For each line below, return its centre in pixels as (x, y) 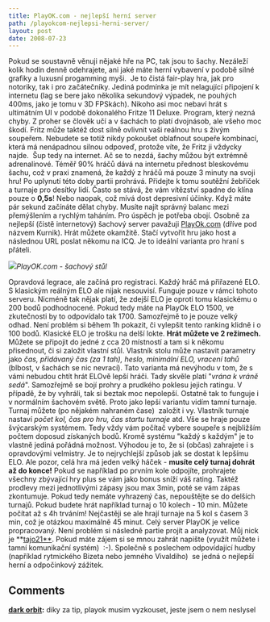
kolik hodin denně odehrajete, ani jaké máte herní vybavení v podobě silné (131, 70)
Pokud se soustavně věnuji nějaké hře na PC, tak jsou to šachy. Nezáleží (128, 61)
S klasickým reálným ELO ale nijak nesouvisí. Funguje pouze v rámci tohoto (133, 290)
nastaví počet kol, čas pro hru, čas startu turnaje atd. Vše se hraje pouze (129, 420)
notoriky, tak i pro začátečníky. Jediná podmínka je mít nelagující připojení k (134, 87)
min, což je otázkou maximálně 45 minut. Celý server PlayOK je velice (124, 522)
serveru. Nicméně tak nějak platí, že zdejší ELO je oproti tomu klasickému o (133, 299)
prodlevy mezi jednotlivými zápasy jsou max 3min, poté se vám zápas (124, 488)
